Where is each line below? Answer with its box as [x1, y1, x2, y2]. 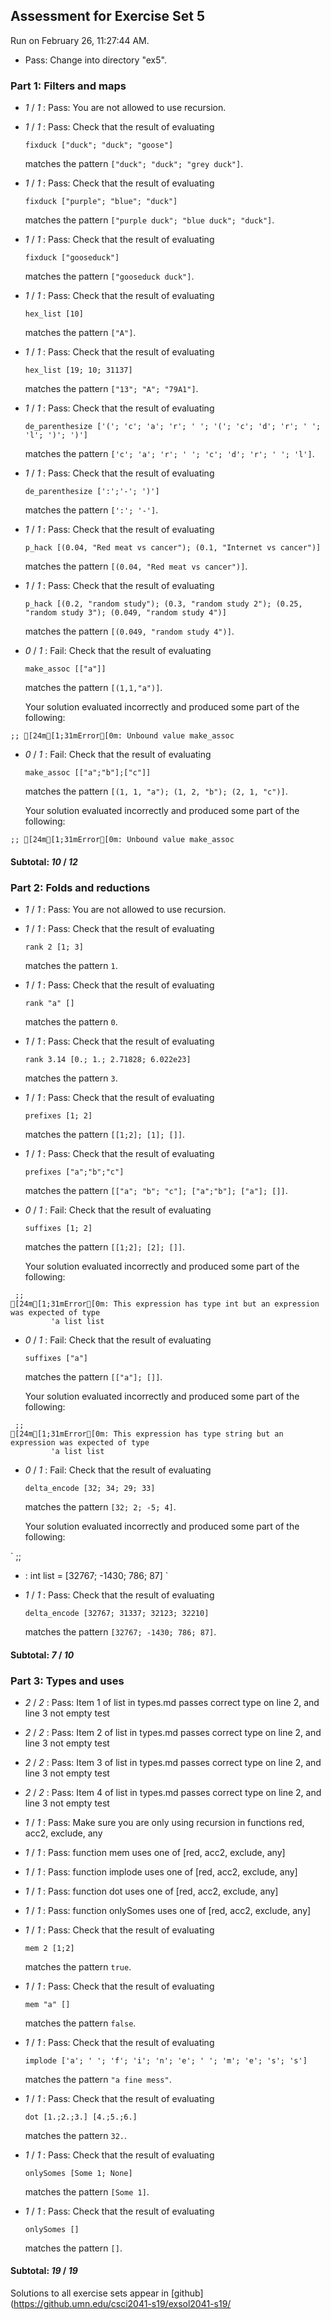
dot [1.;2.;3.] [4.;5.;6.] [24, 2112, 138, 2122]
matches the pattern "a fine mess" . [24, 2073, 172, 2085]
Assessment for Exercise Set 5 [10, 8, 206, 25]
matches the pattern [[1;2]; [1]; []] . [24, 1129, 186, 1140]
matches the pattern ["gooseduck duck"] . [24, 270, 195, 283]
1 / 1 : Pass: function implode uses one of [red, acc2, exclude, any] [24, 1865, 298, 1878]
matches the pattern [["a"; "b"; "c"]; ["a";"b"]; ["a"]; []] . [24, 1185, 288, 1196]
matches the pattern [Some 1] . [24, 2185, 150, 2198]
